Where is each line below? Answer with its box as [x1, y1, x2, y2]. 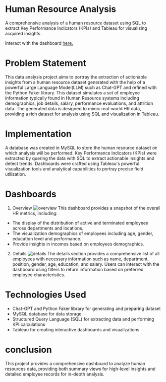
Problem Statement [5, 58, 87, 69]
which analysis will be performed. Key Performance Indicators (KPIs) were [5, 150, 157, 156]
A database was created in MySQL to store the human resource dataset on [5, 145, 158, 151]
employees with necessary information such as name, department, [12, 256, 149, 262]
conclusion [5, 344, 52, 355]
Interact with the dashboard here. [5, 40, 73, 46]
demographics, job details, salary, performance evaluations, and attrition [5, 100, 154, 106]
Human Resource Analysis [5, 3, 116, 15]
